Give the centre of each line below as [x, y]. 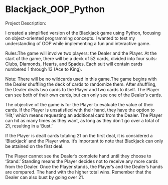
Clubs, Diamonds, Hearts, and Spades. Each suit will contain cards [74, 64]
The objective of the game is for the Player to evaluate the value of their [79, 104]
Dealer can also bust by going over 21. [45, 177]
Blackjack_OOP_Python [55, 9]
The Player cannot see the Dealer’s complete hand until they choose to [78, 156]
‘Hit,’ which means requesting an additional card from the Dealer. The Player [84, 115]
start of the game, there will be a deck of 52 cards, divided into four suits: [81, 58]
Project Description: [26, 23]
